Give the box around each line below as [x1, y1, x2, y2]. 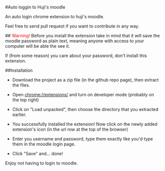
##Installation [5, 67, 33, 73]
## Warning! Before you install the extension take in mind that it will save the [5, 33, 160, 38]
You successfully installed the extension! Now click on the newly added [12, 121, 158, 127]
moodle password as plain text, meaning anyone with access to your [5, 38, 144, 44]
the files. [12, 82, 31, 88]
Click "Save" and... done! [12, 151, 63, 156]
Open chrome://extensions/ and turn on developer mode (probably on [12, 92, 154, 97]
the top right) [12, 97, 39, 103]
